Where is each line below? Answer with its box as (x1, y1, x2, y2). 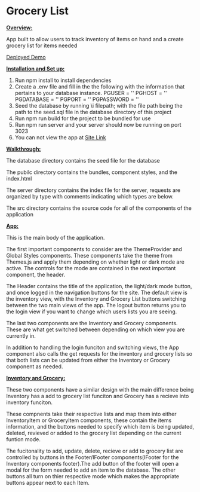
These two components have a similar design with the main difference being (6, 386, 194, 393)
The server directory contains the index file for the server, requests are (6, 187, 181, 194)
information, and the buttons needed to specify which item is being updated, (6, 423, 195, 430)
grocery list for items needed (6, 42, 78, 49)
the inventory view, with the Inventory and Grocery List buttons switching (6, 295, 186, 302)
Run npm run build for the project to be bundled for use (14, 115, 151, 122)
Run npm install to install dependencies (14, 77, 112, 84)
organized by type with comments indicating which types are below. (6, 192, 174, 200)
